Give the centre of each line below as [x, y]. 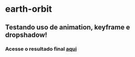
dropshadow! [26, 35]
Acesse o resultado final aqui [41, 49]
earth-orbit [29, 9]
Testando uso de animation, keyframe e [67, 27]
